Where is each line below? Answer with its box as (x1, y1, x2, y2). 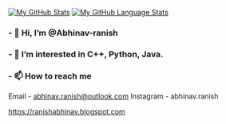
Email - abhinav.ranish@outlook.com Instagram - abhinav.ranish (8, 91, 219, 101)
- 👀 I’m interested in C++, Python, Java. (8, 48, 164, 60)
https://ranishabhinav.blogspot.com (8, 107, 125, 117)
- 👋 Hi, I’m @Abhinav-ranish (8, 27, 118, 38)
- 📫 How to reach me (8, 70, 92, 81)
